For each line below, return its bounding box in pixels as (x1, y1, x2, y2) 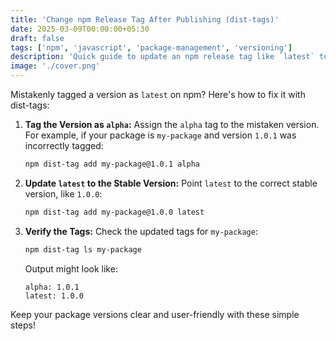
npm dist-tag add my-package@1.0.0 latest (24, 207, 205, 217)
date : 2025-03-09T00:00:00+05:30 (10, 24, 150, 34)
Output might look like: (24, 262, 118, 275)
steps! (10, 319, 36, 331)
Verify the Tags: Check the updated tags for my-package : (24, 225, 258, 237)
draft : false (10, 33, 65, 43)
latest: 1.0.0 (24, 291, 84, 301)
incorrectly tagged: (24, 140, 104, 151)
